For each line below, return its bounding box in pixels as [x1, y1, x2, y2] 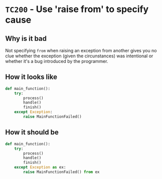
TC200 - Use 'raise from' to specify [5, 4, 149, 15]
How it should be [5, 128, 59, 137]
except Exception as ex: [14, 165, 66, 170]
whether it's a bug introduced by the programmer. [5, 58, 108, 64]
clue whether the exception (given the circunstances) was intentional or [5, 53, 153, 59]
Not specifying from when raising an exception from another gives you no [5, 48, 157, 53]
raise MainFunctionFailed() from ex [23, 169, 100, 174]
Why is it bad [5, 34, 47, 43]
